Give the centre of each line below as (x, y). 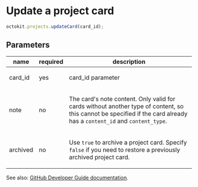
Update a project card (60, 11)
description (129, 61)
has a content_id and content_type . (118, 121)
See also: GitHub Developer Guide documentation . (67, 178)
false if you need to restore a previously (125, 150)
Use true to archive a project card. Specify (128, 142)
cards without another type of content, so (126, 106)
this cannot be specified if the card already (128, 113)
